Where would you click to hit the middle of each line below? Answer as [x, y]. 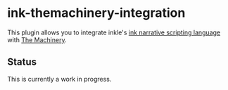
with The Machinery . [37, 39]
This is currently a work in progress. [59, 79]
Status [22, 62]
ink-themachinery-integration [96, 13]
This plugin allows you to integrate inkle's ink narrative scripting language [114, 32]
